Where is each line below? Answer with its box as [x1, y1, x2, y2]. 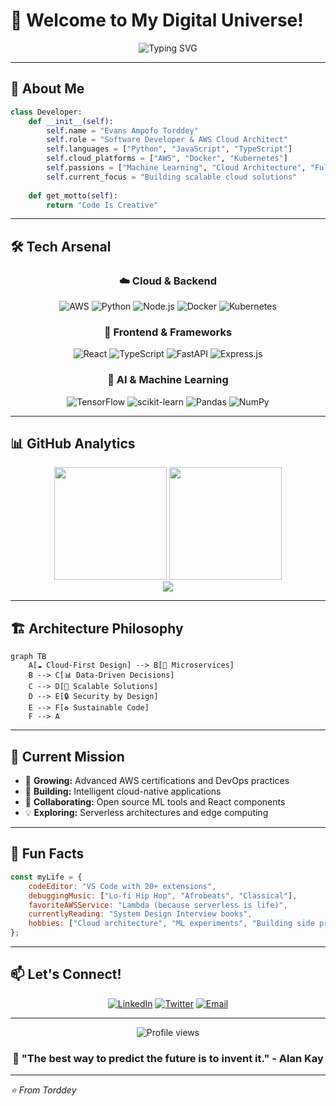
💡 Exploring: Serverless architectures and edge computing [24, 807, 269, 819]
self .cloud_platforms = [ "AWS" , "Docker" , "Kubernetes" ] [46, 154, 288, 164]
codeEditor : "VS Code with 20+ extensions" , [28, 881, 217, 891]
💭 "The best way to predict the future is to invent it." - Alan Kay [12, 1051, 324, 1065]
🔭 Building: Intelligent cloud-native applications [24, 785, 222, 798]
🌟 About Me [10, 80, 85, 98]
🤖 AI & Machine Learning [107, 373, 229, 387]
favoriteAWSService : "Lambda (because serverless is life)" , [28, 900, 288, 910]
